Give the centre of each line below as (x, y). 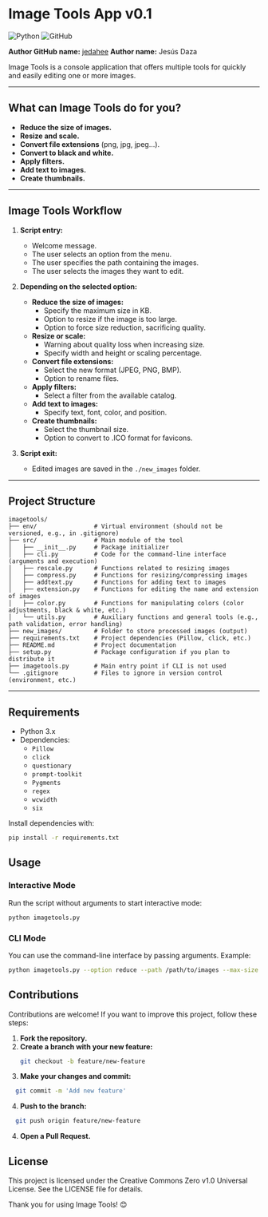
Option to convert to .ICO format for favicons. (118, 438)
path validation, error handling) (66, 624)
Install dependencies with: (51, 823)
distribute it (32, 660)
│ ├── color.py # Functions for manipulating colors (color (126, 604)
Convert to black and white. (67, 153)
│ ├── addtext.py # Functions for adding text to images (117, 583)
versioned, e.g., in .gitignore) (64, 533)
